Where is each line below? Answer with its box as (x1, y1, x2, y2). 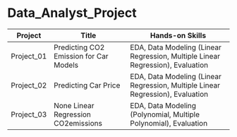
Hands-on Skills (150, 30, 207, 40)
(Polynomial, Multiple (130, 109, 200, 119)
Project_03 (11, 109, 47, 119)
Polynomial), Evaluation (130, 118, 208, 128)
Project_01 (11, 51, 47, 61)
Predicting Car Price (54, 80, 121, 90)
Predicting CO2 (54, 42, 105, 52)
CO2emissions (54, 118, 102, 128)
